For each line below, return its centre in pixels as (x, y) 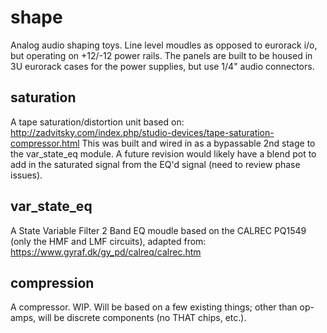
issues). (26, 175)
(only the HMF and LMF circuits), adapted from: (108, 241)
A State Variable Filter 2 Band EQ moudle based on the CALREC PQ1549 (158, 230)
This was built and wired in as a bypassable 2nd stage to (198, 143)
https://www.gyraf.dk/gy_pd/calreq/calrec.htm (106, 252)
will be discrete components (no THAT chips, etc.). (142, 318)
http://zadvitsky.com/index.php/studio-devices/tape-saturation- (142, 132)
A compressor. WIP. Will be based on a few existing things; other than (154, 307)
